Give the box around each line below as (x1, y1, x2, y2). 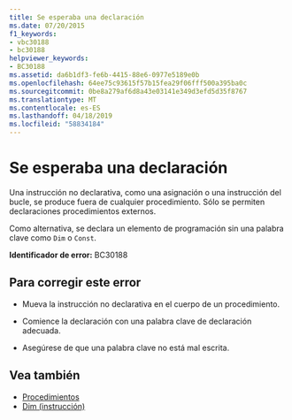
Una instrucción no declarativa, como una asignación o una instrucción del (9, 187, 281, 197)
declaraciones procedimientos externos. (9, 205, 157, 217)
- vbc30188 (9, 37, 50, 47)
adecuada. (21, 325, 61, 336)
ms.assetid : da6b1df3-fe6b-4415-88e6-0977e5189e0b (9, 71, 200, 80)
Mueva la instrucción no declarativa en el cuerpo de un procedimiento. (21, 298, 280, 309)
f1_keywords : (9, 29, 58, 38)
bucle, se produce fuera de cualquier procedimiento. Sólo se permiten (9, 196, 265, 207)
